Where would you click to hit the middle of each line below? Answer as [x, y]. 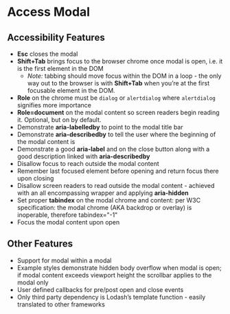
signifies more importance [54, 105]
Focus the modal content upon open [68, 222]
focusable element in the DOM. [71, 91]
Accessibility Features [56, 38]
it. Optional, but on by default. [59, 120]
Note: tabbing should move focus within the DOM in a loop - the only [124, 76]
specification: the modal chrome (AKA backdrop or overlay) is [104, 208]
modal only [33, 282]
